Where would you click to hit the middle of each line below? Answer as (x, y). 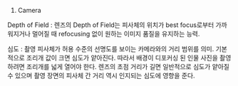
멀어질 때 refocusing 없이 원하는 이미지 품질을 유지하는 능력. (116, 34)
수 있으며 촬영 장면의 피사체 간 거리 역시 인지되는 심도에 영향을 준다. (101, 75)
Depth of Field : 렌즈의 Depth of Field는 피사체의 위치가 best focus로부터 (111, 25)
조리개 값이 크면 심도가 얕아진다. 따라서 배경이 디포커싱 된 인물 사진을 (122, 58)
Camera (29, 10)
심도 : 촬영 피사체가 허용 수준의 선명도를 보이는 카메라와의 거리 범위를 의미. (111, 49)
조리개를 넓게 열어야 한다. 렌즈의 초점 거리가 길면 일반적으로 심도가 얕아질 (128, 66)
